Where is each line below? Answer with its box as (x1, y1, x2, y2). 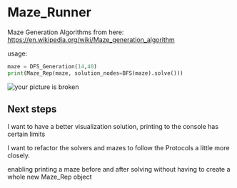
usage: (7, 49, 28, 58)
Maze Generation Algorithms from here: (7, 28, 124, 36)
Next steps (7, 103, 57, 115)
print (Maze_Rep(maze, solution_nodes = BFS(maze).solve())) (7, 69, 183, 77)
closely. (7, 151, 31, 160)
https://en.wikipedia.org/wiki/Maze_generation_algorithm (7, 35, 175, 43)
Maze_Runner (7, 4, 91, 21)
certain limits (7, 130, 46, 138)
